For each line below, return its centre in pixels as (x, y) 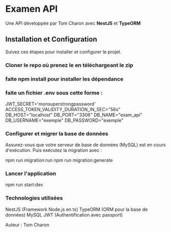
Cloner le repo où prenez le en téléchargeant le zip (69, 65)
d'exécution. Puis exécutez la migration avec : (54, 150)
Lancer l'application (31, 174)
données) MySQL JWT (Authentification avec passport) (64, 215)
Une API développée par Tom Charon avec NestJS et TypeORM (73, 23)
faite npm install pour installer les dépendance (64, 79)
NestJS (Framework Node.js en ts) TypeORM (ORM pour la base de (77, 209)
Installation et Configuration (51, 39)
